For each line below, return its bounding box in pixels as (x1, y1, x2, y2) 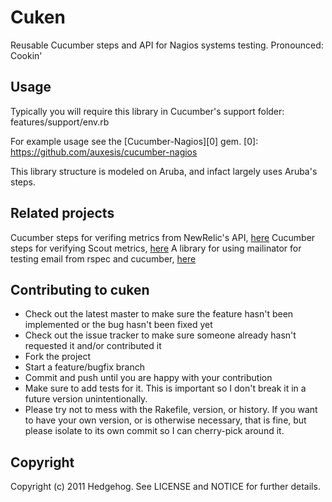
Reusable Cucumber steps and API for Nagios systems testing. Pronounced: (10, 39, 324, 51)
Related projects (10, 205, 115, 222)
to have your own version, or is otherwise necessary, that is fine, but (24, 414, 307, 426)
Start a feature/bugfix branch (24, 361, 145, 373)
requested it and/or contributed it (24, 340, 162, 352)
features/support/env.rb (10, 116, 110, 128)
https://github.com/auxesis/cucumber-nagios (10, 146, 198, 158)
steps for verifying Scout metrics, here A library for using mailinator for (10, 242, 302, 254)
